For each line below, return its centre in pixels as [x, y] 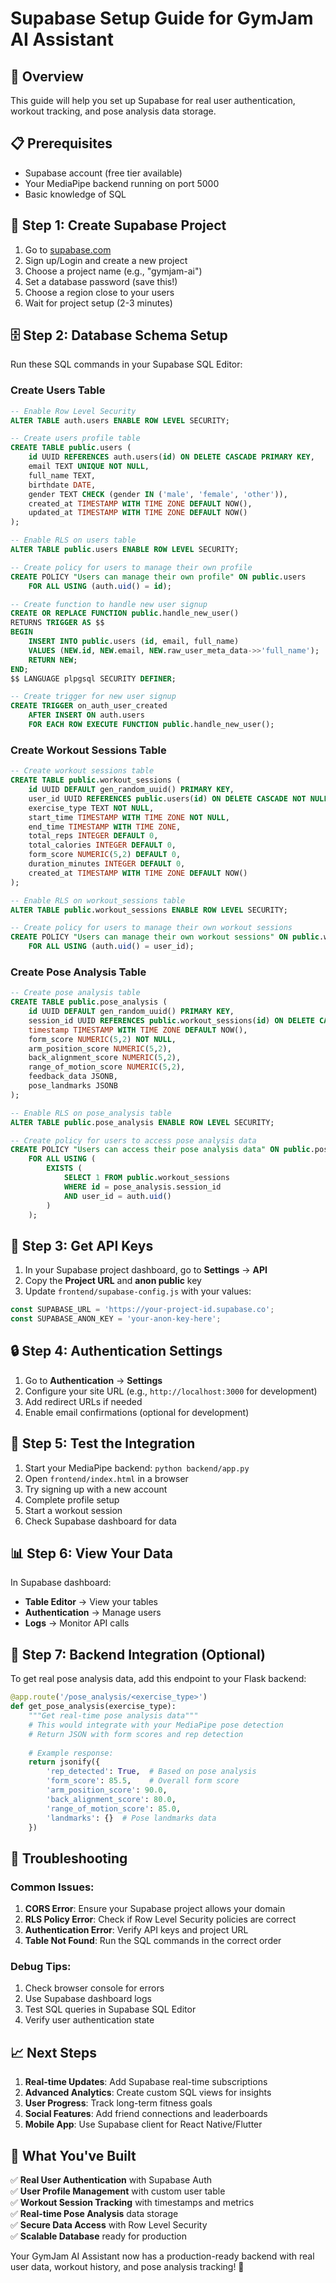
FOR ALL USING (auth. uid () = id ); [100, 586]
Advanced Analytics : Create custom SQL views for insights [148, 2093]
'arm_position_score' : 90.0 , [107, 1790]
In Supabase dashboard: [61, 1583]
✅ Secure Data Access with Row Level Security [109, 2225]
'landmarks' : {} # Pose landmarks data [131, 1818]
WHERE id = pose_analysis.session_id [142, 1187]
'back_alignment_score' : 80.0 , [111, 1799]
